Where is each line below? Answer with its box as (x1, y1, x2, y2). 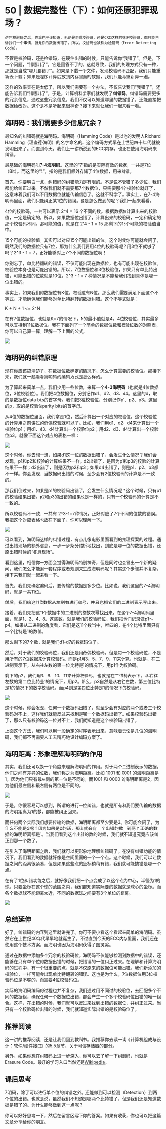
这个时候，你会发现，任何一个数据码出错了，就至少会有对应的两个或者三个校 (5, 704, 161, 711)
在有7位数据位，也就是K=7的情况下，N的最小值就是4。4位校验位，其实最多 (5, 315, 159, 321)
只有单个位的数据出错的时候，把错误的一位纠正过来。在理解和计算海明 (18, 959, 161, 965)
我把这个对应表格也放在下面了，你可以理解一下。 (5, 517, 105, 523)
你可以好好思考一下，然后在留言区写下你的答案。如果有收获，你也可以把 (5, 1112, 152, 1118)
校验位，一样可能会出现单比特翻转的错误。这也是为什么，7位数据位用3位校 (5, 971, 158, 977)
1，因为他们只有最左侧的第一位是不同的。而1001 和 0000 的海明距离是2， (5, 776, 155, 782)
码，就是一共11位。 (5, 589, 43, 595)
